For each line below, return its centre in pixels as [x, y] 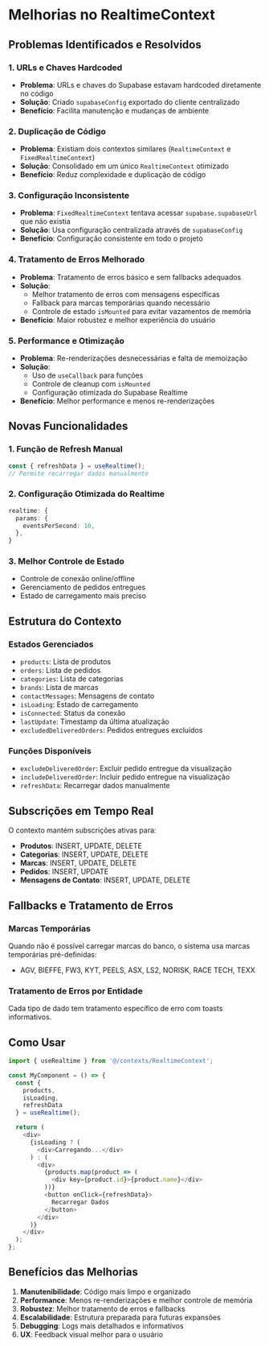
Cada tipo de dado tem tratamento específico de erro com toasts [116, 1009]
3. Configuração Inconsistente [69, 196]
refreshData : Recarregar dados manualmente [95, 786]
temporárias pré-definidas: [53, 954]
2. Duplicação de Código [57, 131]
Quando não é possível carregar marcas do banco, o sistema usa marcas [129, 946]
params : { [32, 518]
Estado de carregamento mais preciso [83, 596]
